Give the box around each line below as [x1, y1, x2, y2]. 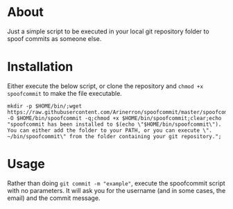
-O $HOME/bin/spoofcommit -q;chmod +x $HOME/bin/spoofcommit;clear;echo [7, 115, 222, 122]
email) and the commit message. [7, 194, 101, 202]
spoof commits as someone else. [7, 34, 102, 42]
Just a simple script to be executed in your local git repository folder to [7, 27, 209, 35]
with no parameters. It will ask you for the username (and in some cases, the [7, 186, 226, 194]
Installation [7, 59, 74, 75]
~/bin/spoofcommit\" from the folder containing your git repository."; [7, 133, 222, 140]
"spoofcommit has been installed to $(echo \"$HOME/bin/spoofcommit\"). [7, 121, 222, 128]
